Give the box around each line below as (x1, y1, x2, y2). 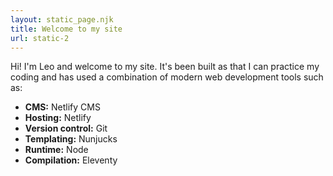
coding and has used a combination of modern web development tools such (10, 71, 324, 83)
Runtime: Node (24, 144, 89, 156)
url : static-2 (10, 33, 70, 43)
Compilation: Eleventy (24, 154, 118, 166)
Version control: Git (24, 122, 108, 135)
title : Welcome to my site (10, 24, 123, 34)
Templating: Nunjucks (24, 133, 118, 145)
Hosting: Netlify (24, 112, 92, 124)
